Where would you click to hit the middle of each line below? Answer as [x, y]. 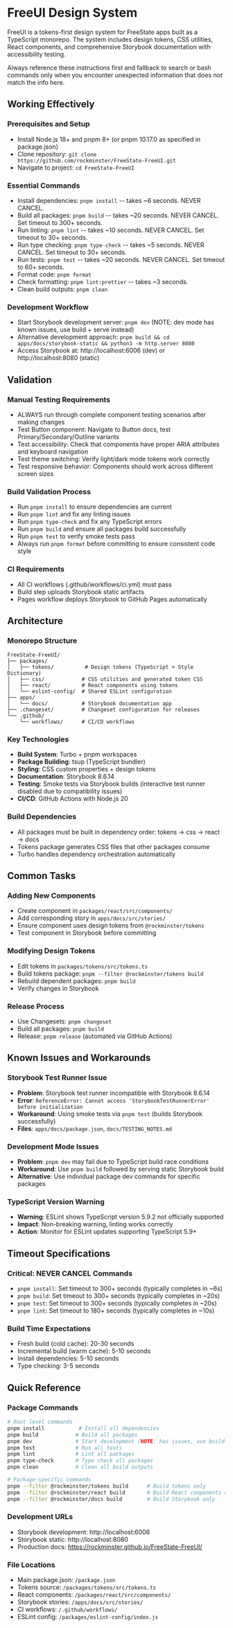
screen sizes [35, 473]
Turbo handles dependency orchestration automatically [96, 854]
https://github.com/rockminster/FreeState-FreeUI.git [96, 161]
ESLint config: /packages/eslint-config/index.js [88, 1617]
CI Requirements [36, 569]
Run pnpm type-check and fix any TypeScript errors [89, 522]
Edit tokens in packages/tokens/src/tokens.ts [82, 966]
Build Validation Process [49, 491]
